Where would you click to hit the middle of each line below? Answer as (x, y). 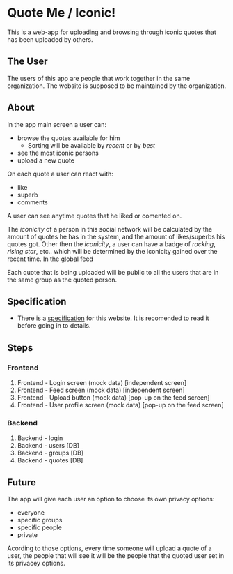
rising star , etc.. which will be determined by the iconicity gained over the (112, 251)
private (27, 535)
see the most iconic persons (58, 153)
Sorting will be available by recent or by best (91, 145)
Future (22, 482)
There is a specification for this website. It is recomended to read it (113, 318)
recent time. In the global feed (50, 259)
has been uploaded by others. (50, 39)
